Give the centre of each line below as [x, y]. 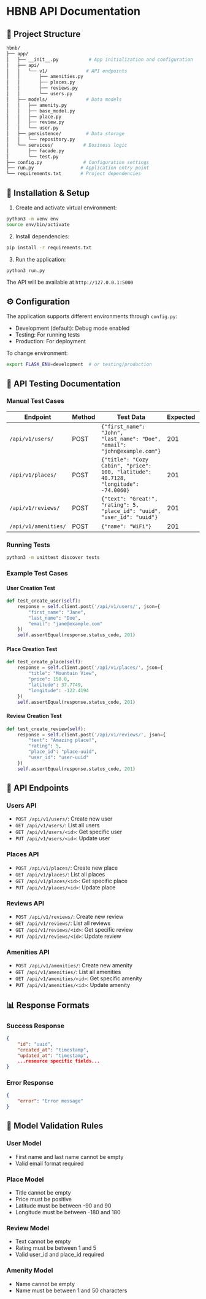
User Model [24, 1144]
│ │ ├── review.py [35, 122]
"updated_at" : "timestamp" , [53, 1055]
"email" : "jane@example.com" [66, 624]
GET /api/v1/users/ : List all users [57, 825]
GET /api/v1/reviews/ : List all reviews [63, 923]
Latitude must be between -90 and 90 [63, 1206]
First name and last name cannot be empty [69, 1157]
